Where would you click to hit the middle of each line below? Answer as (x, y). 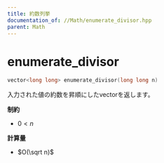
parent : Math (26, 27)
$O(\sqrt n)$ (35, 152)
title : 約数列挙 (29, 14)
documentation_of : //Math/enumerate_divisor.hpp (80, 20)
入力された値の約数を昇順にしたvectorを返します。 (81, 95)
